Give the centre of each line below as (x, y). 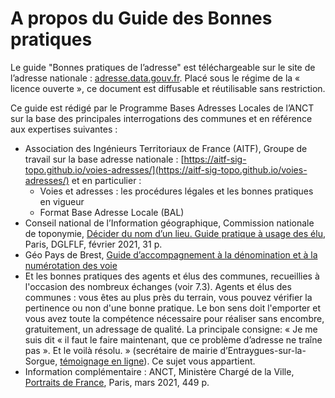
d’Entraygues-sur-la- (263, 350)
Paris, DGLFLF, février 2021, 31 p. (93, 244)
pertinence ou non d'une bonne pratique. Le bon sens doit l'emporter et (173, 308)
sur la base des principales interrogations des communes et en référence (161, 118)
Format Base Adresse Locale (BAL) (112, 212)
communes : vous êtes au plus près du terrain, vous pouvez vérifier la (168, 297)
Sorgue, (41, 361)
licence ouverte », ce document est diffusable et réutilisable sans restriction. (168, 88)
